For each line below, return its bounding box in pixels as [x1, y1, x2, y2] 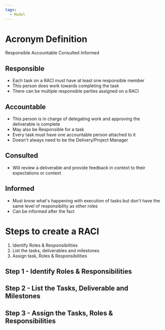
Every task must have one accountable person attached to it [12, 132, 136, 138]
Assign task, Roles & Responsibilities [12, 253, 87, 259]
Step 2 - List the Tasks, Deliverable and [5, 284, 129, 293]
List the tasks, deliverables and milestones [12, 247, 99, 253]
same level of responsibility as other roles [12, 203, 98, 209]
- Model [9, 12, 26, 17]
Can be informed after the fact [12, 208, 75, 214]
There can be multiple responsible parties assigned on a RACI [12, 88, 139, 94]
